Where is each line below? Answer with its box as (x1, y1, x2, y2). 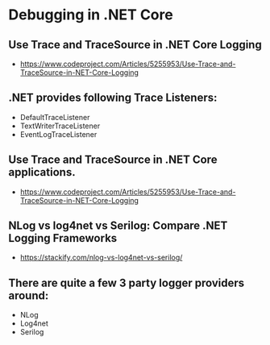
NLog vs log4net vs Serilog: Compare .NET (8, 219, 228, 233)
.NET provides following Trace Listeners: (8, 91, 218, 105)
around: (8, 289, 49, 302)
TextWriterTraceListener (19, 121, 101, 131)
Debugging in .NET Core (8, 6, 173, 24)
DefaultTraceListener (19, 112, 90, 122)
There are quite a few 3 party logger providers (8, 276, 245, 289)
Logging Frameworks (8, 231, 118, 245)
